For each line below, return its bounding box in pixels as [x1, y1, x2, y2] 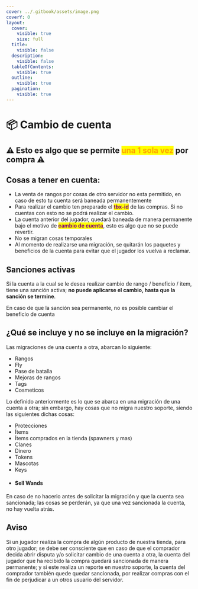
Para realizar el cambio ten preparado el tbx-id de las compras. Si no [14, 203, 183, 210]
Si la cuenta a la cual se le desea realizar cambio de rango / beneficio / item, [6, 280, 192, 287]
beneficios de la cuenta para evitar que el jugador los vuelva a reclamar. [14, 247, 191, 255]
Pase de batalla [14, 367, 53, 374]
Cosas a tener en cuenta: [6, 175, 100, 185]
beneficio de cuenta [6, 310, 55, 318]
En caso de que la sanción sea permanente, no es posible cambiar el [6, 304, 174, 311]
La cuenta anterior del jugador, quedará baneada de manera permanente [14, 216, 193, 223]
